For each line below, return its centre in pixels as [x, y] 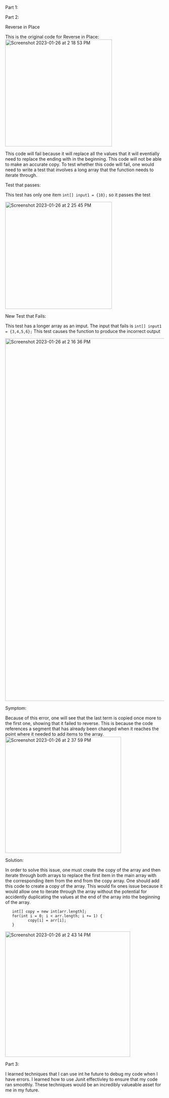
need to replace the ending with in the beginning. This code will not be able [83, 159]
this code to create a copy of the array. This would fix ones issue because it [84, 886]
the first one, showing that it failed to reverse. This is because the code [79, 723]
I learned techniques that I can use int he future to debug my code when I [81, 1074]
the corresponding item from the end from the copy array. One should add [82, 881]
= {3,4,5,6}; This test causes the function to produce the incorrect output [83, 331]
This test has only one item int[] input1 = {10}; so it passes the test [78, 195]
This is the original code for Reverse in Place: [52, 37]
